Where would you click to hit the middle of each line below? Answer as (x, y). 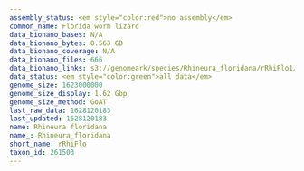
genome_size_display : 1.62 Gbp (68, 93)
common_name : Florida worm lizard (75, 26)
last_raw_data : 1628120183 (60, 110)
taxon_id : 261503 (42, 152)
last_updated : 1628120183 (58, 119)
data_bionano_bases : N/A (56, 34)
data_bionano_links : (48, 69)
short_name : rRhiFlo (48, 144)
